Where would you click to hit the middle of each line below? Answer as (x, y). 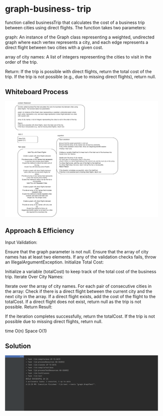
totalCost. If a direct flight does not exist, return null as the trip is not (73, 302)
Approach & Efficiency (40, 231)
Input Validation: (21, 243)
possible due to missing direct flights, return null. (54, 321)
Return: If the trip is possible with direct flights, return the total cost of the (78, 71)
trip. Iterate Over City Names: (34, 277)
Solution (18, 346)
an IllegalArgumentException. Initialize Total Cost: (54, 262)
